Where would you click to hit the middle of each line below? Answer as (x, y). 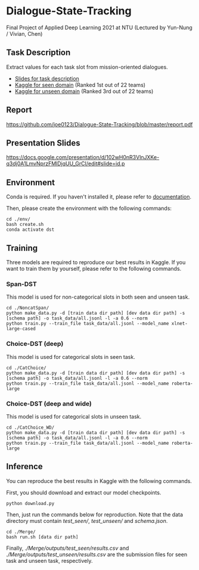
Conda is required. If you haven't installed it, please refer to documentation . (99, 197)
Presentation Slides (43, 143)
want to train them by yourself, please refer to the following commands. (94, 269)
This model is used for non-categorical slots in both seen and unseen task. (98, 297)
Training (22, 248)
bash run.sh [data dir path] (42, 537)
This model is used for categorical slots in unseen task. (74, 416)
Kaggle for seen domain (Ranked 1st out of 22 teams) (80, 85)
